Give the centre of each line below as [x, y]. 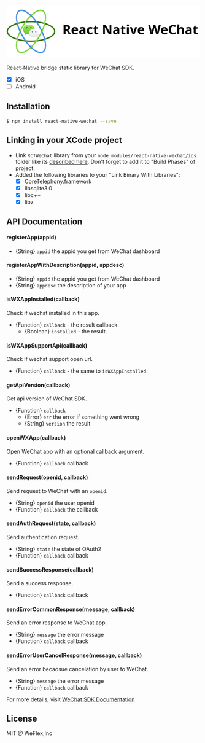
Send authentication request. [43, 537]
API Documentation [44, 222]
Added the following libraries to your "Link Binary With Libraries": [98, 174]
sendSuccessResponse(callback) [50, 569]
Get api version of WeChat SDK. [47, 399]
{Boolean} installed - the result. [66, 331]
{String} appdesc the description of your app [71, 285]
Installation [28, 106]
